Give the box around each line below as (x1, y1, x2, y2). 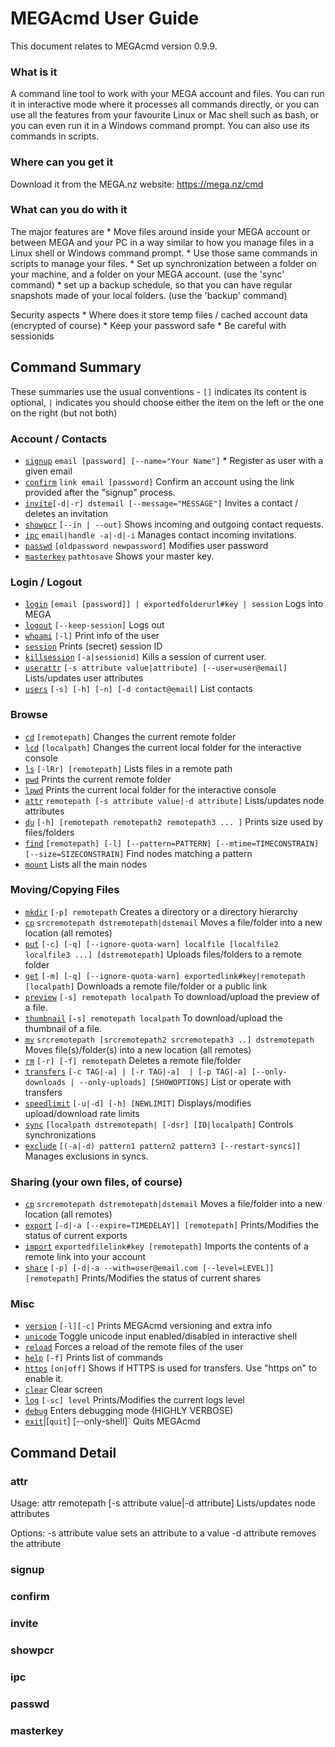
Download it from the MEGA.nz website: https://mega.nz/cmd (10, 178, 264, 190)
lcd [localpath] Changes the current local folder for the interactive (24, 741, 302, 753)
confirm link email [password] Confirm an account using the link (24, 475, 295, 487)
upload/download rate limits (24, 1107, 140, 1119)
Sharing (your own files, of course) (10, 1175, 183, 1189)
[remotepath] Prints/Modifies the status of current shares (24, 1272, 262, 1284)
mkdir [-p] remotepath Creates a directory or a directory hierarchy (24, 905, 298, 917)
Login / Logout (10, 575, 83, 589)
